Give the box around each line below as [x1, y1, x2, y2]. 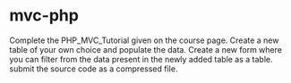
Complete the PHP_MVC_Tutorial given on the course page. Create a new [9, 35, 279, 46]
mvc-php [9, 5, 79, 26]
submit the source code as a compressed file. [9, 63, 178, 74]
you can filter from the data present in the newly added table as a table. [9, 54, 273, 64]
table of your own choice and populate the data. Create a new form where [9, 44, 282, 54]
